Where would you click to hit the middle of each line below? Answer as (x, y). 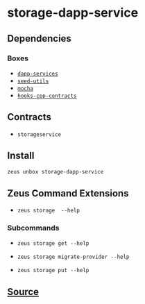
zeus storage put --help (53, 271)
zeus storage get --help (53, 244)
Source (23, 292)
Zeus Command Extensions (68, 193)
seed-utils (33, 81)
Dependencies (39, 39)
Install (21, 156)
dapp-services (37, 74)
